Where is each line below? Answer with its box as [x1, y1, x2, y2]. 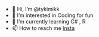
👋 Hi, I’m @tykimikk [11, 6, 60, 12]
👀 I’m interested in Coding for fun [11, 12, 94, 19]
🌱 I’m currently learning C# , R [11, 18, 86, 25]
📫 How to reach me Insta [11, 25, 75, 32]
